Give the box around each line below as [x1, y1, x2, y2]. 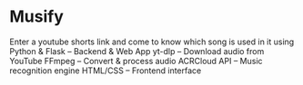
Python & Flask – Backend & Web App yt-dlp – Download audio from [9, 45, 265, 56]
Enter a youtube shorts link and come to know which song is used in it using [9, 36, 295, 47]
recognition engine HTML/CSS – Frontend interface [9, 65, 202, 76]
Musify [9, 6, 64, 27]
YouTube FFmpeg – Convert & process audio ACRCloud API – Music [9, 55, 263, 66]
